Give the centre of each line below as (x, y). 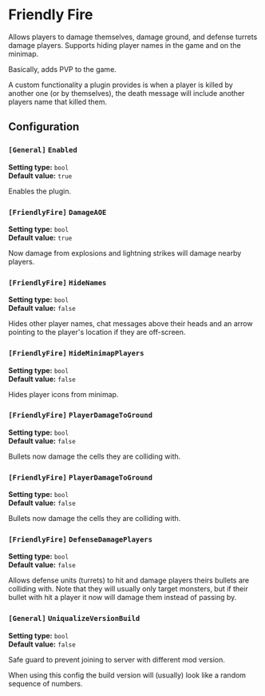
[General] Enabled (43, 150)
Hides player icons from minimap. (63, 394)
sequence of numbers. (45, 683)
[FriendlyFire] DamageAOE (57, 212)
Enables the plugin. (40, 191)
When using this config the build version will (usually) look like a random (127, 675)
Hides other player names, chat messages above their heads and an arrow (131, 324)
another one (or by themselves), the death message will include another (127, 93)
